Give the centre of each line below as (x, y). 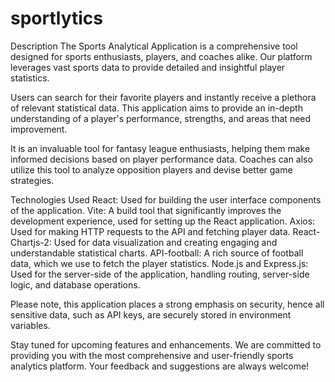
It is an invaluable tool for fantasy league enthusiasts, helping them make (160, 148)
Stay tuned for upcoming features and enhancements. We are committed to (166, 344)
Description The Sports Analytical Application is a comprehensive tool (154, 46)
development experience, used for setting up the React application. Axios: (163, 221)
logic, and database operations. (75, 284)
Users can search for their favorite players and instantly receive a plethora (163, 97)
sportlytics (56, 18)
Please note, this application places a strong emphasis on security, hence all (167, 304)
